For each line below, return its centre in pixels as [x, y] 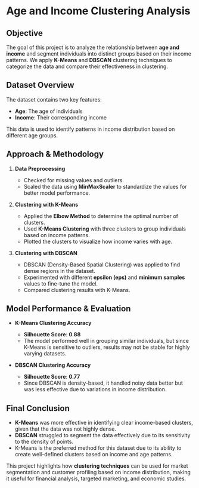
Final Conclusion [38, 408]
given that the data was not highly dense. [66, 429]
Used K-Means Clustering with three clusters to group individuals [105, 229]
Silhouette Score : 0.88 [52, 334]
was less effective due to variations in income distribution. [95, 389]
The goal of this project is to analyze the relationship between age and [93, 47]
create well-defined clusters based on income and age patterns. [94, 455]
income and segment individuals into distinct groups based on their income [99, 54]
